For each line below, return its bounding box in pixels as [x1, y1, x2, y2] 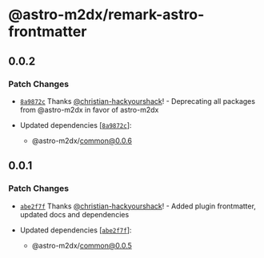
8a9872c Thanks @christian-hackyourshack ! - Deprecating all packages [19, 96, 256, 105]
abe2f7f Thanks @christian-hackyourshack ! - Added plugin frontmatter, [19, 201, 256, 211]
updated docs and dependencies [19, 209, 130, 219]
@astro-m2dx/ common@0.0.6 [31, 136, 132, 145]
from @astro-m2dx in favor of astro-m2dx [19, 105, 159, 114]
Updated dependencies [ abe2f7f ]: [19, 225, 132, 235]
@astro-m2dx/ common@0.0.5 [31, 240, 132, 250]
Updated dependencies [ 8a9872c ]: [19, 120, 132, 129]
